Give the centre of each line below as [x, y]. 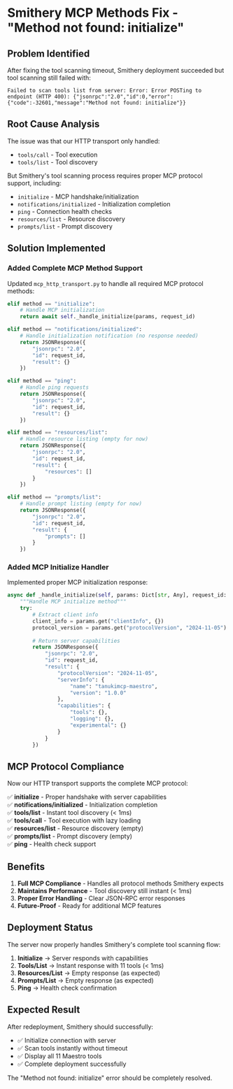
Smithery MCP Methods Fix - [93, 13]
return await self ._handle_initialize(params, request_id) [108, 317]
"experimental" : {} [98, 725]
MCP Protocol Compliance [66, 766]
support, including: [34, 183]
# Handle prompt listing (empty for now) [81, 504]
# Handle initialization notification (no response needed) [109, 336]
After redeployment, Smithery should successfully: [80, 1027]
